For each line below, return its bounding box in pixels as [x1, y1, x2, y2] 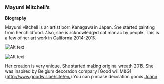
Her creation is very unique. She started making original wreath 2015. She [5, 63, 154, 69]
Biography [5, 15, 27, 21]
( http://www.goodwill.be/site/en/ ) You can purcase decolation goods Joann [5, 74, 158, 80]
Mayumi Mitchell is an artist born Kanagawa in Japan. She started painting [5, 24, 155, 30]
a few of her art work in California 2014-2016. [5, 35, 96, 41]
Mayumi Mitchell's [5, 4, 50, 11]
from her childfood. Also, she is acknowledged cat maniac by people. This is [5, 30, 159, 36]
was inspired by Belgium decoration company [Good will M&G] [5, 68, 132, 74]
